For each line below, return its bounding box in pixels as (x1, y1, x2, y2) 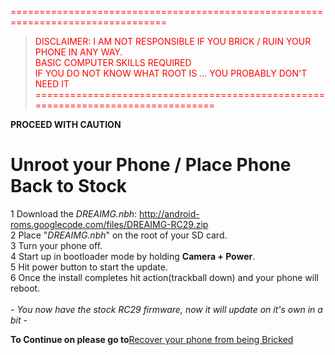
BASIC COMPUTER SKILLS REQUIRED (34, 57, 192, 68)
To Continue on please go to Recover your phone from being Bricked (10, 333, 294, 345)
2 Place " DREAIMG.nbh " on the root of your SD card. (10, 229, 228, 241)
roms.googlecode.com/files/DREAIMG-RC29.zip (10, 218, 209, 230)
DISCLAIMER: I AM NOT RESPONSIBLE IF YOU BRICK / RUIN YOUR (34, 36, 312, 47)
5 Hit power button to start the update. (10, 261, 168, 273)
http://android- (139, 207, 200, 220)
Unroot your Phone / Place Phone (10, 154, 292, 176)
